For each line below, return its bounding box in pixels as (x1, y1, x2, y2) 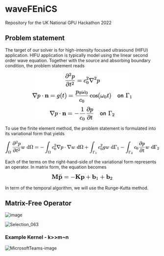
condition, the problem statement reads (5, 62, 85, 68)
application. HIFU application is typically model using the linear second (5, 52, 148, 58)
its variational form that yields (5, 130, 65, 136)
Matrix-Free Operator (5, 199, 72, 207)
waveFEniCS (5, 3, 57, 15)
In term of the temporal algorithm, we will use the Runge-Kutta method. (5, 185, 149, 191)
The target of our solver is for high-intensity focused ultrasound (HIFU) (5, 47, 148, 53)
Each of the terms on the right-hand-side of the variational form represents (5, 159, 157, 165)
